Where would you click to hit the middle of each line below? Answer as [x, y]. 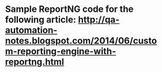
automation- [31, 30]
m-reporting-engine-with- [61, 51]
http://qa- [99, 20]
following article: [41, 20]
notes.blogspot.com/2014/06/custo [81, 41]
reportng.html [35, 62]
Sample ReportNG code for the [69, 9]
